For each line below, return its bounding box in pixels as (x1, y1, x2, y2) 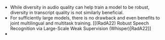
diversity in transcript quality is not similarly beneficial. (10, 9, 124, 15)
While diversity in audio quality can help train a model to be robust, (10, 4, 150, 10)
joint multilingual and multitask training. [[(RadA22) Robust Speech (10, 20, 149, 26)
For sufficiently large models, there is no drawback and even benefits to (10, 15, 160, 20)
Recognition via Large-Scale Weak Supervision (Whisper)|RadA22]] (10, 25, 151, 31)
